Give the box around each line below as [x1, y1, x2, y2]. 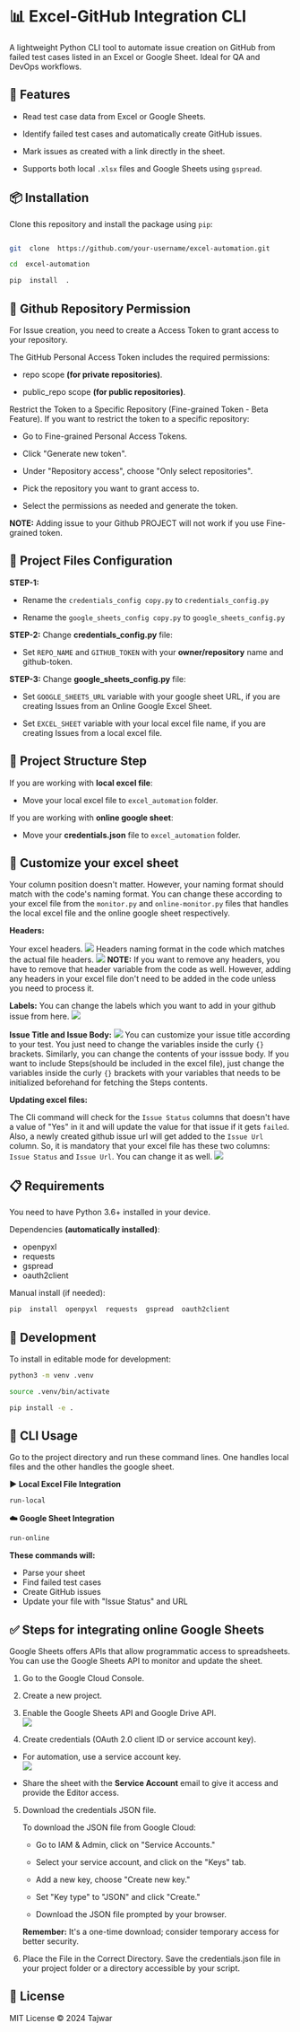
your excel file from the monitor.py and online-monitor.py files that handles [9, 898, 289, 909]
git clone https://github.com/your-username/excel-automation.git [9, 243, 270, 253]
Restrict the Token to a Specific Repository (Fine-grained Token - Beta [9, 404, 269, 415]
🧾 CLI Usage [9, 1428, 79, 1443]
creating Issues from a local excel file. [21, 727, 163, 738]
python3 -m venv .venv [9, 1371, 94, 1379]
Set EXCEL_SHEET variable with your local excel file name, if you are [21, 718, 266, 729]
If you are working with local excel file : [9, 777, 153, 788]
